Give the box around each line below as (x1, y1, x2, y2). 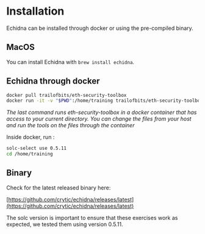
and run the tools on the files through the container (6, 122, 135, 129)
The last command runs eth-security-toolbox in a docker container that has (6, 108, 197, 116)
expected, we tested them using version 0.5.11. (6, 221, 123, 228)
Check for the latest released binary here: (6, 184, 111, 191)
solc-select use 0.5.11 (6, 145, 67, 152)
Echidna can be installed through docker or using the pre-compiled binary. (6, 24, 193, 32)
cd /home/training (6, 151, 53, 157)
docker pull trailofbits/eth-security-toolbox (6, 92, 127, 98)
